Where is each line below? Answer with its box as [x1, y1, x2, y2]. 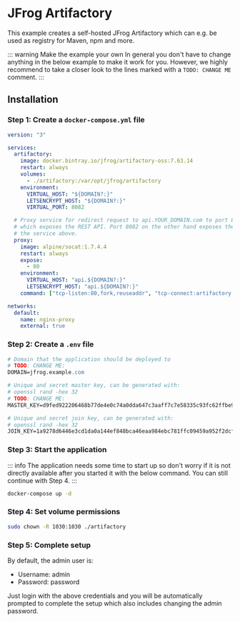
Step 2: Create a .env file [7, 339, 94, 349]
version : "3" [7, 131, 46, 139]
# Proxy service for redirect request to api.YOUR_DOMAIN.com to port [14, 216, 229, 224]
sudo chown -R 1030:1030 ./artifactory [7, 523, 126, 530]
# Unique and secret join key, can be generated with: [7, 414, 174, 422]
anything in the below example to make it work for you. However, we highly [7, 57, 229, 66]
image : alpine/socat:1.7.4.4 [20, 243, 107, 251]
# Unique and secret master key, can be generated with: [7, 382, 181, 389]
